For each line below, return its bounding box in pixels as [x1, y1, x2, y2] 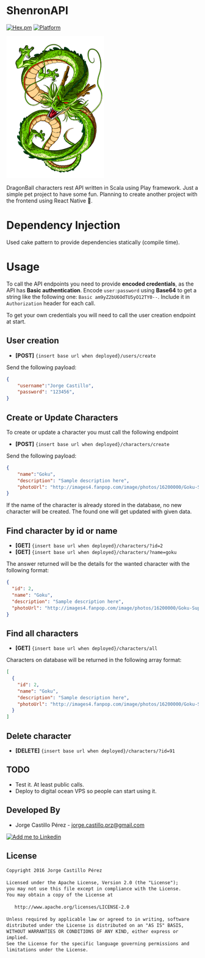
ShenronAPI [6, 4, 69, 18]
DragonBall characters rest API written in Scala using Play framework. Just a [6, 184, 198, 191]
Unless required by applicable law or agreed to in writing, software [6, 917, 190, 923]
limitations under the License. [6, 947, 88, 953]
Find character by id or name [6, 525, 118, 536]
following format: [6, 567, 49, 574]
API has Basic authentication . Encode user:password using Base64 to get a [6, 286, 197, 294]
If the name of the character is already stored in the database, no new [6, 502, 182, 509]
